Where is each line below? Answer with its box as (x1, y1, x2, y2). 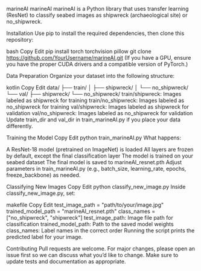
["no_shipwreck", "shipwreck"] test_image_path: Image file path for (6, 214, 173, 221)
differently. (6, 123, 33, 129)
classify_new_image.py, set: (6, 190, 75, 197)
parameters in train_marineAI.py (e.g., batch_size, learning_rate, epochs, (6, 165, 187, 172)
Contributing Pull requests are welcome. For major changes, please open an (6, 245, 195, 252)
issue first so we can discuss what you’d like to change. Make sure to (6, 252, 179, 258)
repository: (6, 36, 34, 43)
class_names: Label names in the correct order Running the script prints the (6, 227, 195, 234)
